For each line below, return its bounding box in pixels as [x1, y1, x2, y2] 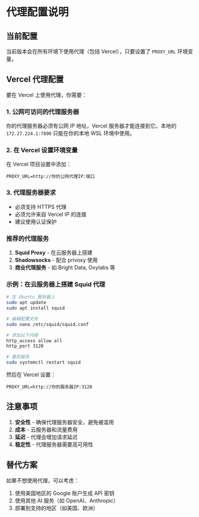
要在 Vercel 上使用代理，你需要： [6, 91, 87, 98]
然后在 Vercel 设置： [6, 371, 56, 378]
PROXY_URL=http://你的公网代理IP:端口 [6, 174, 95, 180]
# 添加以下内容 [6, 332, 39, 338]
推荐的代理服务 [6, 234, 49, 243]
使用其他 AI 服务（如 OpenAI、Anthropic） [14, 497, 119, 504]
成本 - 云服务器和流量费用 [14, 426, 78, 433]
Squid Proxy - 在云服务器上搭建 [14, 249, 93, 256]
